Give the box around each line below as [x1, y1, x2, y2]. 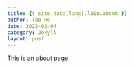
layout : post [7, 36, 45, 42]
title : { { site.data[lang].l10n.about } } [7, 10, 128, 17]
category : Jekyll [7, 29, 57, 36]
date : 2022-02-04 [7, 23, 57, 29]
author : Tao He [7, 16, 51, 23]
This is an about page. [7, 54, 70, 62]
